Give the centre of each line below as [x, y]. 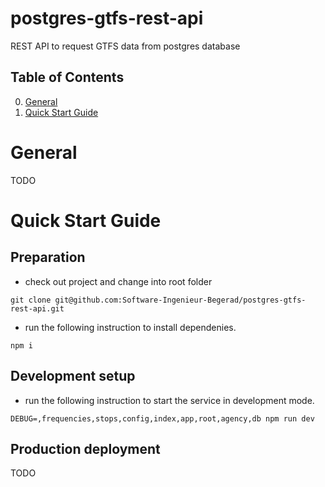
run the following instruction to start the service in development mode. [169, 400]
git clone [31, 300]
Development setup [73, 376]
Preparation [48, 257]
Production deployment [85, 448]
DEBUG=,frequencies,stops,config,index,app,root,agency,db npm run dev [162, 418]
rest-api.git [37, 308]
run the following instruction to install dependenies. [130, 327]
